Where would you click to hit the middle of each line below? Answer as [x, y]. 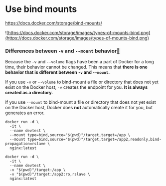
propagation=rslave [25, 144]
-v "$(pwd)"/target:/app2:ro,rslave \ [50, 175]
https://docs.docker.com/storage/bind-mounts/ [54, 23]
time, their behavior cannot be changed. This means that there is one [77, 67]
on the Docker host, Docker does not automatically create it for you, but [79, 108]
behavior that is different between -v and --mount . [58, 72]
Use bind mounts [41, 9]
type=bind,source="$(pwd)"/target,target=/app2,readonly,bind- [94, 140]
